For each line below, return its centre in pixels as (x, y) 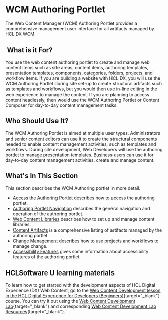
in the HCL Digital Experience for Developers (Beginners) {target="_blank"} (83, 296)
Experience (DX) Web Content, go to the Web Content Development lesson (83, 290)
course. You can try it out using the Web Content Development (70, 301)
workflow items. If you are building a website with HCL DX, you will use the (83, 78)
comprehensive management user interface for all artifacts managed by (80, 28)
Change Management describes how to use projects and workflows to (86, 241)
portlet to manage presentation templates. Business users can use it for (79, 155)
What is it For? (30, 50)
